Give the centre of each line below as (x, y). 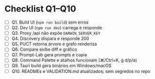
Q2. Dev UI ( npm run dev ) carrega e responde (57, 28)
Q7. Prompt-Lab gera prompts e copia (49, 55)
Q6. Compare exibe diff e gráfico (44, 50)
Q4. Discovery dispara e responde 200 (50, 39)
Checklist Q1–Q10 (40, 9)
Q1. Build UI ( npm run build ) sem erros (50, 22)
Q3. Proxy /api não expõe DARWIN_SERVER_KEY (56, 33)
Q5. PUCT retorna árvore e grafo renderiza (54, 44)
